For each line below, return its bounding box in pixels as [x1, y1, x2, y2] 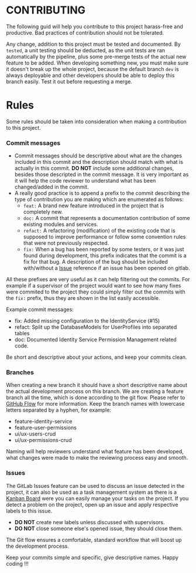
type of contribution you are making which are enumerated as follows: [14, 196, 184, 203]
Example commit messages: [6, 306, 74, 313]
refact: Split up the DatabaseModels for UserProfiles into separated [14, 323, 177, 331]
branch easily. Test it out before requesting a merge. [6, 77, 133, 85]
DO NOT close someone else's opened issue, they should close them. [14, 525, 183, 532]
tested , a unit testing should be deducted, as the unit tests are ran [6, 46, 166, 53]
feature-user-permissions [14, 424, 77, 432]
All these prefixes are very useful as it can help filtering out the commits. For [6, 276, 190, 283]
